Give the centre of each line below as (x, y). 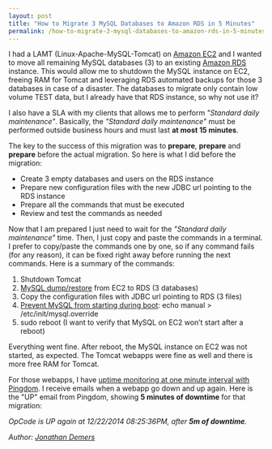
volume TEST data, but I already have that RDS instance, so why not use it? (134, 97)
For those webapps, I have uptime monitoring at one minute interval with (129, 380)
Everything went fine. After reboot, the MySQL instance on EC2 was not (128, 347)
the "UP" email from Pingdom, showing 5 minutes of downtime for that (127, 397)
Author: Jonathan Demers (52, 437)
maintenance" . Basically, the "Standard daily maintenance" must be (122, 122)
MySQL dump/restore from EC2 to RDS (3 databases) (109, 288)
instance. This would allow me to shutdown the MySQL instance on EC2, (129, 71)
